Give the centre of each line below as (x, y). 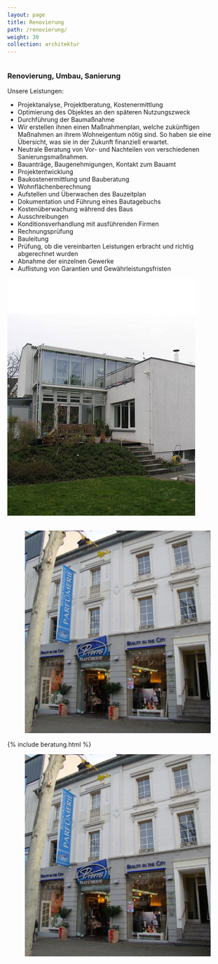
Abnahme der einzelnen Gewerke (66, 261)
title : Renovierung (36, 22)
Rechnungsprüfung (45, 232)
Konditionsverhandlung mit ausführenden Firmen (88, 224)
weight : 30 (23, 37)
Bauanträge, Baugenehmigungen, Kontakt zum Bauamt (97, 164)
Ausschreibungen (43, 217)
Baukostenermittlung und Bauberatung (73, 180)
